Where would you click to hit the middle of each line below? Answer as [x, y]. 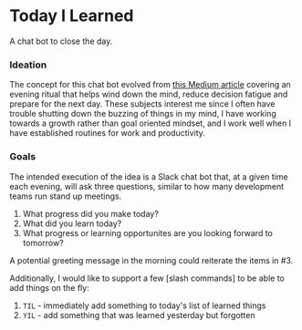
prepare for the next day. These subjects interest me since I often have [142, 104]
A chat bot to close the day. [61, 41]
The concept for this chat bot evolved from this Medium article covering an [151, 85]
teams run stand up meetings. [66, 196]
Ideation [28, 65]
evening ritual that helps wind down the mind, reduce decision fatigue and [149, 94]
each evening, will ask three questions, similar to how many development [147, 186]
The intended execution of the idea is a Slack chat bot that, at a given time [149, 176]
